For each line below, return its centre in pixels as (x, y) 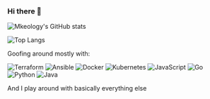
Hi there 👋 (25, 11)
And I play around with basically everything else (77, 88)
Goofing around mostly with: (49, 54)
